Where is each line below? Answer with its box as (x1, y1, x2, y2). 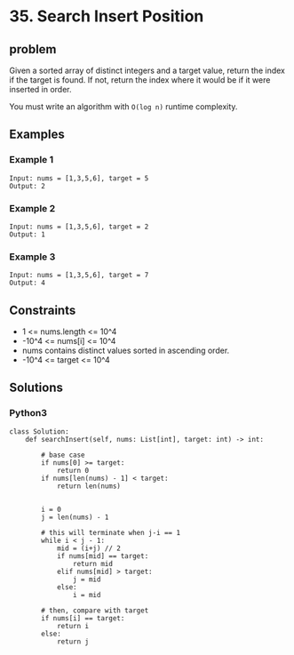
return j (56, 637, 90, 646)
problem (9, 42, 57, 57)
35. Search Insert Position (9, 6, 204, 27)
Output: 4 (9, 278, 46, 288)
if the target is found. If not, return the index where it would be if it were (9, 75, 271, 85)
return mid (72, 559, 114, 568)
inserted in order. (9, 84, 73, 94)
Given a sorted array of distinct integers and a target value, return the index (9, 65, 286, 76)
